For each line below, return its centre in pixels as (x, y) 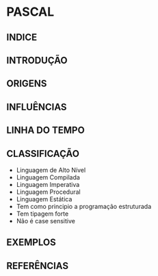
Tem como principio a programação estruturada (84, 206)
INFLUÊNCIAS (37, 107)
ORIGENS (27, 84)
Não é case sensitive (46, 221)
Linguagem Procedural (48, 192)
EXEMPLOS (31, 243)
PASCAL (30, 12)
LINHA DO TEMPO (45, 130)
